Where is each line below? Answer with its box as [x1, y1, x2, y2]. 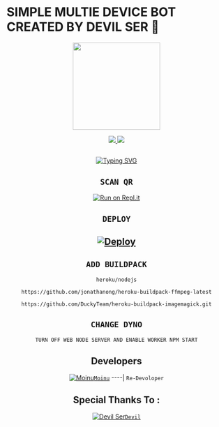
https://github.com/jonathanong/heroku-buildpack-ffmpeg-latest [21, 288, 212, 295]
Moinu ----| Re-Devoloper [93, 374, 165, 382]
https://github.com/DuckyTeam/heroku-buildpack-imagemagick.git [21, 301, 212, 308]
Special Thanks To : [73, 394, 160, 405]
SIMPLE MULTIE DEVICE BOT [6, 4, 176, 20]
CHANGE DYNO [90, 320, 143, 330]
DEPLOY [102, 213, 131, 224]
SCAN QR [100, 177, 133, 187]
